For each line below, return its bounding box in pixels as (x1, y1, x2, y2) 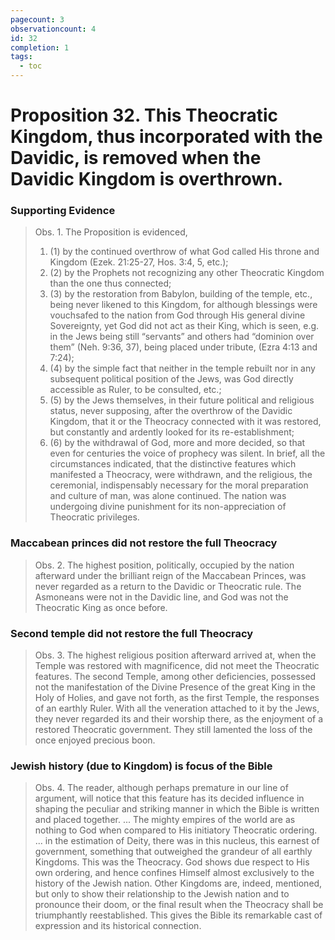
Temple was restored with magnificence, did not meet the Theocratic (34, 660, 320, 672)
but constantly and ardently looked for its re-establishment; (49, 426, 295, 438)
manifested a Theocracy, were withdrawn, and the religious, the (49, 469, 313, 481)
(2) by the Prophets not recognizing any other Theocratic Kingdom (49, 267, 325, 279)
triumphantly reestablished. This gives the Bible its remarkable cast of (34, 909, 323, 921)
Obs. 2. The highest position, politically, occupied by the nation (34, 559, 295, 571)
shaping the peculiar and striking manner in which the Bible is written (34, 803, 320, 815)
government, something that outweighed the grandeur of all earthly (34, 846, 313, 858)
